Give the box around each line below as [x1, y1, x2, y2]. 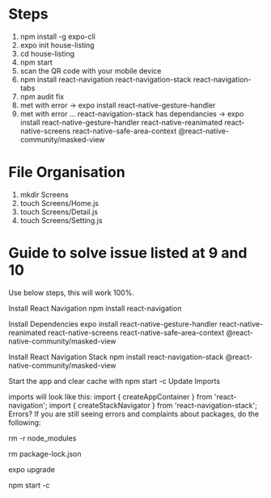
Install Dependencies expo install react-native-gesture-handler [8, 319, 218, 328]
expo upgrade [8, 464, 55, 474]
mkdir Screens [19, 189, 69, 199]
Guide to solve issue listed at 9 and [8, 244, 248, 263]
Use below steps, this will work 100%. [8, 288, 135, 298]
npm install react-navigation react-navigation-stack [19, 74, 192, 84]
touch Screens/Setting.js [19, 215, 103, 225]
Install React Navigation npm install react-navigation [8, 303, 182, 313]
